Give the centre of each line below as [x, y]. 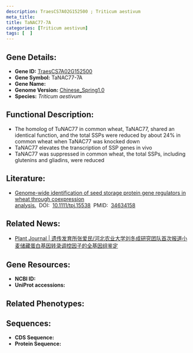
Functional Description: [50, 115]
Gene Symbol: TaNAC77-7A [49, 78]
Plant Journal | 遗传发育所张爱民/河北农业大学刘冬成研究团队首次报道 [98, 238]
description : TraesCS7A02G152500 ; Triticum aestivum [74, 11]
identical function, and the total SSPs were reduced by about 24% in [97, 135]
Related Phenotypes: [45, 303]
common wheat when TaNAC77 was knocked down [77, 141]
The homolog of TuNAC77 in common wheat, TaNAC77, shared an [94, 129]
